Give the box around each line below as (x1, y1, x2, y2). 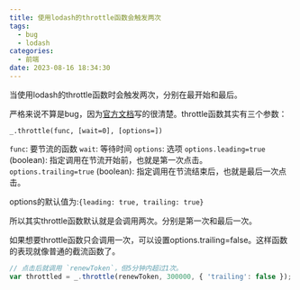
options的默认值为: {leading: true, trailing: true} (9, 195, 205, 207)
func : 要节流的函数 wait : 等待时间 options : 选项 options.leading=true (9, 143, 266, 154)
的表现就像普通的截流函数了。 (9, 245, 120, 257)
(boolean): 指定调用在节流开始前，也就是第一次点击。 (9, 154, 208, 165)
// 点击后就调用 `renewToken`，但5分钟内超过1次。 (9, 263, 183, 273)
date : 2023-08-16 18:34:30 (9, 64, 111, 73)
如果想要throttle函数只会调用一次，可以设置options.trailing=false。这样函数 (9, 234, 288, 245)
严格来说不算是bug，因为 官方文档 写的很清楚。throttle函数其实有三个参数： (9, 108, 287, 119)
